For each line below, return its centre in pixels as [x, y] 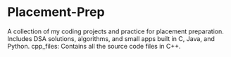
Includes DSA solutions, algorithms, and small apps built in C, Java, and [111, 38]
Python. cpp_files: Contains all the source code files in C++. [94, 46]
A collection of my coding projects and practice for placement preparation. [115, 31]
